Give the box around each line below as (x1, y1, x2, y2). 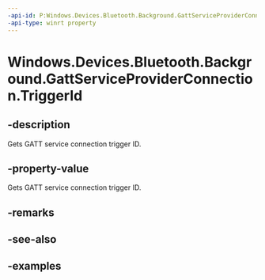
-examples (7, 259, 62, 273)
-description (7, 118, 70, 131)
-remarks (7, 206, 55, 219)
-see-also (7, 233, 57, 246)
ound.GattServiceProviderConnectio (7, 70, 254, 88)
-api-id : (7, 11, 36, 20)
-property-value (7, 161, 89, 175)
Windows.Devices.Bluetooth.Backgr (7, 53, 252, 71)
